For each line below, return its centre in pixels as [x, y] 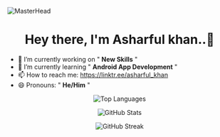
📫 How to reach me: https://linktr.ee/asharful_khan [93, 75]
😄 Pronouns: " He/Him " [54, 84]
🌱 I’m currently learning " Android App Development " [98, 67]
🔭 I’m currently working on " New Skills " [78, 59]
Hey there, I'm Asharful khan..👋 [120, 40]
